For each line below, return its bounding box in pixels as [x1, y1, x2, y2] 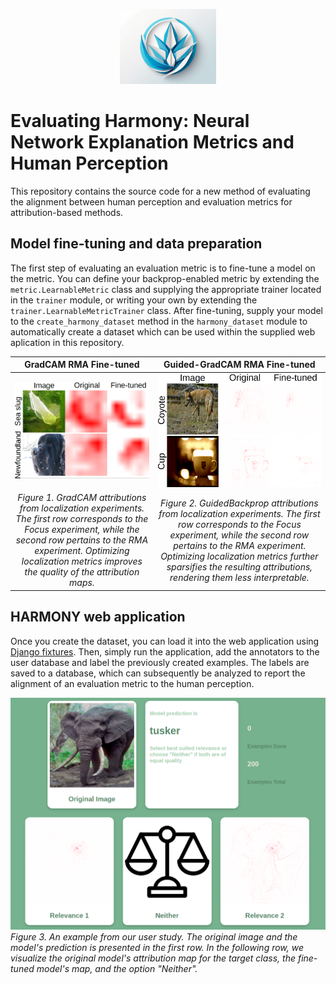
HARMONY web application [10, 609, 186, 626]
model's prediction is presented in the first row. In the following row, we [10, 941, 305, 953]
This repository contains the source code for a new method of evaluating [10, 185, 311, 197]
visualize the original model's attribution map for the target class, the [10, 952, 296, 964]
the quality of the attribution [24, 566, 140, 578]
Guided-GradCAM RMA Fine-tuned [163, 359, 316, 371]
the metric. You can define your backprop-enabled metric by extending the [10, 272, 320, 284]
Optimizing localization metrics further [160, 550, 319, 562]
